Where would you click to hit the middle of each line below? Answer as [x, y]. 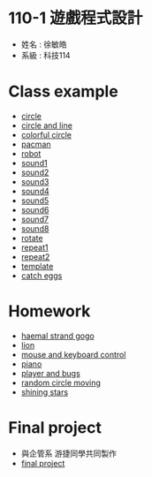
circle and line [46, 125]
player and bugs [50, 373]
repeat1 [35, 247]
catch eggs [42, 276]
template [37, 266]
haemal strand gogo [57, 336]
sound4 [35, 191]
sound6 [35, 209]
